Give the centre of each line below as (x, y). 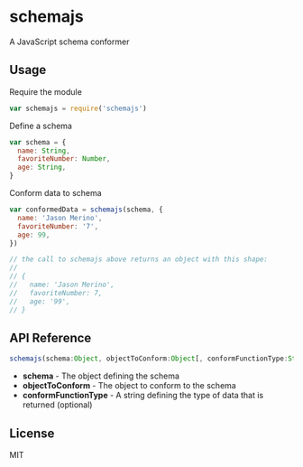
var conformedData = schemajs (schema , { (87, 210)
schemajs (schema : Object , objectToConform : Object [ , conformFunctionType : (149, 359)
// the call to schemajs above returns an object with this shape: (139, 259)
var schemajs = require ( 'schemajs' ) (78, 108)
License (32, 433)
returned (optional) (57, 405)
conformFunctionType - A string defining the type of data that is (143, 396)
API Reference (50, 337)
